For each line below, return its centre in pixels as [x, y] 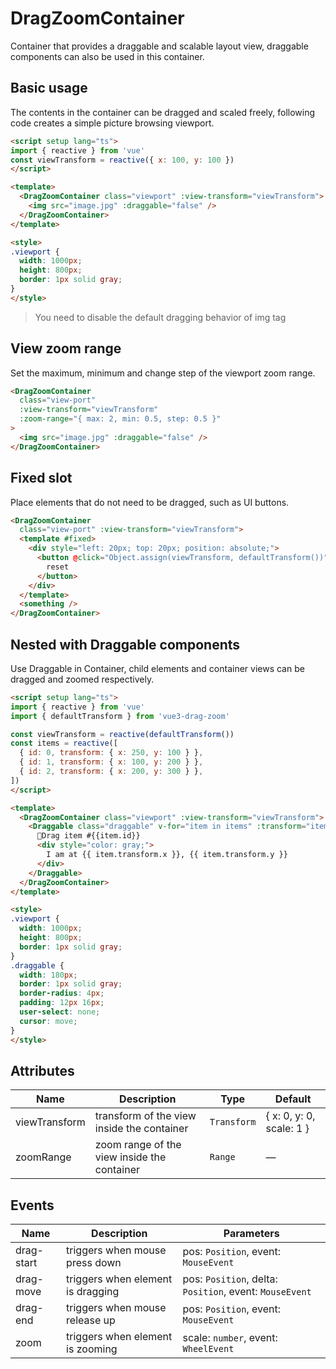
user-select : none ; [60, 1012]
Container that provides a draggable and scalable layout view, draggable [159, 46]
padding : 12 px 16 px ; [62, 1003]
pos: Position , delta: [230, 1279]
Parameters [251, 1234]
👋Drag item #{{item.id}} [88, 836]
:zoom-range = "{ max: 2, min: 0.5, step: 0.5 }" [120, 419]
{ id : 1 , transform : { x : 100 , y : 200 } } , [111, 762]
